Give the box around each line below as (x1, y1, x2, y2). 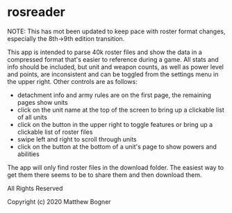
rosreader (7, 4, 66, 20)
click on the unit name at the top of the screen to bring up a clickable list (17, 105, 224, 114)
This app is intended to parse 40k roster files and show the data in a (7, 48, 203, 56)
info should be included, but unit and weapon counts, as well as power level (7, 62, 224, 71)
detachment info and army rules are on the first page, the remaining (17, 91, 212, 99)
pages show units (17, 98, 68, 106)
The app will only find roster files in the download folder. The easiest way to (7, 163, 224, 171)
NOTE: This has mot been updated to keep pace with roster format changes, (7, 27, 226, 35)
